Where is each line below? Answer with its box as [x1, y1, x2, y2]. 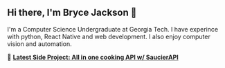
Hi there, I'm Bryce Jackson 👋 [7, 7, 137, 19]
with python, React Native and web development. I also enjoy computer [7, 32, 211, 41]
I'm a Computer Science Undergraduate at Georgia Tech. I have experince [7, 25, 219, 33]
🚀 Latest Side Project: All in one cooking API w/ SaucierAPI [7, 53, 179, 61]
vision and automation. [7, 39, 73, 48]
